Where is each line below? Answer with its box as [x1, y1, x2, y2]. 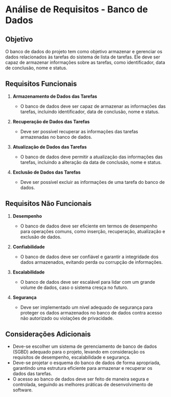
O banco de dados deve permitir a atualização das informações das [20, 154, 163, 160]
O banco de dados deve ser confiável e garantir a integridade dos [20, 254, 159, 260]
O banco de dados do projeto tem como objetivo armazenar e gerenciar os [5, 49, 162, 54]
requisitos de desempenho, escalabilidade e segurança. [12, 354, 131, 361]
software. [12, 387, 33, 393]
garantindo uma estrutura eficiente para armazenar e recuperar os [12, 365, 153, 371]
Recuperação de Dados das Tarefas [12, 118, 90, 124]
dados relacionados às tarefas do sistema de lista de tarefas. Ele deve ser [5, 54, 160, 60]
